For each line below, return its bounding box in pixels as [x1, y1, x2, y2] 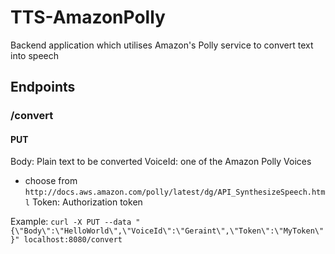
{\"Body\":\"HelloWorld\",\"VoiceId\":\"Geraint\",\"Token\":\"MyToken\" [10, 226, 325, 236]
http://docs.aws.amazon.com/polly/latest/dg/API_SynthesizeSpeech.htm [24, 187, 326, 198]
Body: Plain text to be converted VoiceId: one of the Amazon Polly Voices [10, 156, 312, 168]
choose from [24, 175, 78, 187]
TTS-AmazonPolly [10, 6, 166, 29]
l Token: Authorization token [24, 196, 143, 208]
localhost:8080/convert [23, 235, 123, 245]
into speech [10, 49, 59, 61]
